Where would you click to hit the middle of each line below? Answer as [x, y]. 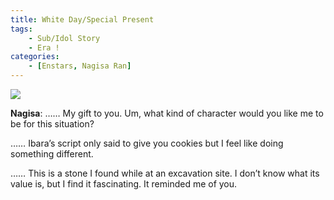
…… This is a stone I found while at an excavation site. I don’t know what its [165, 173]
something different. [52, 154]
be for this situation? [52, 124]
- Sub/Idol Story [64, 38]
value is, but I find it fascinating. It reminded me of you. [124, 184]
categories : [35, 57]
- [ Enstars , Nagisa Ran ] [80, 66]
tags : [21, 29]
